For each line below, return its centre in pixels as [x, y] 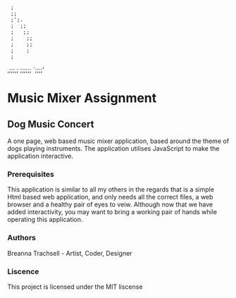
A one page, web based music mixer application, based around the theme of [118, 141]
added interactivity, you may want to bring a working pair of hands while [112, 212]
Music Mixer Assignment [82, 98]
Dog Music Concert [51, 124]
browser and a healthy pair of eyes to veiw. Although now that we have [110, 204]
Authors [22, 238]
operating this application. [45, 220]
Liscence [23, 271]
